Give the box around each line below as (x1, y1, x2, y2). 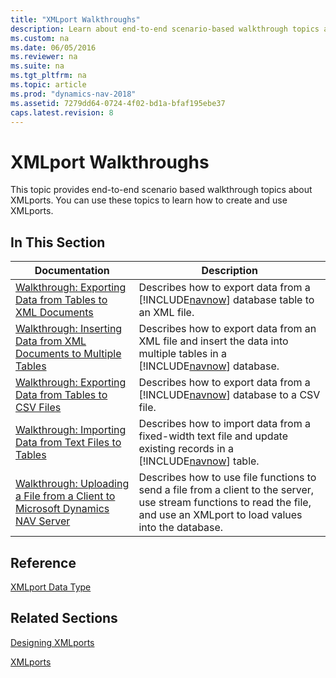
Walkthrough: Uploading (15, 477, 130, 491)
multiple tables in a (138, 347, 228, 361)
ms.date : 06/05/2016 (10, 42, 97, 53)
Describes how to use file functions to (138, 471, 317, 485)
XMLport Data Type (10, 581, 92, 593)
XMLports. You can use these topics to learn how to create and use (10, 194, 288, 206)
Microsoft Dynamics (15, 502, 110, 516)
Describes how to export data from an (138, 322, 317, 336)
